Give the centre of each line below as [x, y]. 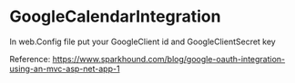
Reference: [30, 59]
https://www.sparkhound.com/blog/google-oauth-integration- [169, 59]
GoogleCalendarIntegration [115, 17]
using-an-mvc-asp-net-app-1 [65, 69]
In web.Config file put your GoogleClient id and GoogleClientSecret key [142, 41]
